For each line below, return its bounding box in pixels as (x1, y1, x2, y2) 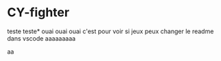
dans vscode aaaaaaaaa (7, 34, 76, 42)
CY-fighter (7, 5, 70, 20)
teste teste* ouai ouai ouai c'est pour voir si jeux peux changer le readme (7, 27, 214, 35)
